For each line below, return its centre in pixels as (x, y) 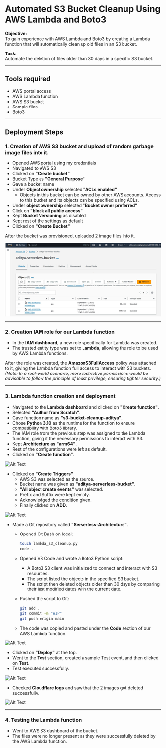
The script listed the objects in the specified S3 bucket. (83, 579)
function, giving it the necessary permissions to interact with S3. (78, 438)
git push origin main (42, 619)
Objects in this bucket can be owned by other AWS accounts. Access (90, 195)
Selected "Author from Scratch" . (46, 412)
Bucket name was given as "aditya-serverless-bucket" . (78, 484)
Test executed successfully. (41, 668)
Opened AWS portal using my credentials (54, 163)
